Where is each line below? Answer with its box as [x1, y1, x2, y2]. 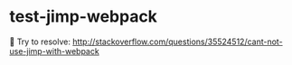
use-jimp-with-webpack [9, 45, 99, 56]
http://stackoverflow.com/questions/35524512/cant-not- [71, 36, 283, 47]
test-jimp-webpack [9, 6, 158, 27]
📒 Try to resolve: [9, 36, 71, 47]
